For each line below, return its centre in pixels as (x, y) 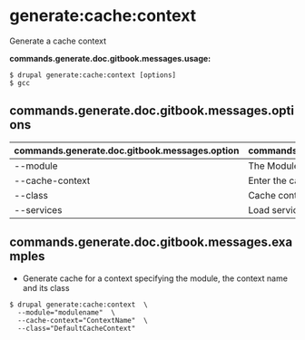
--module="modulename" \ (67, 312)
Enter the (268, 180)
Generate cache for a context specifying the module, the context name (155, 278)
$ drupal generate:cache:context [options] (93, 75)
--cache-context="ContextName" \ (83, 320)
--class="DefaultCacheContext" (77, 328)
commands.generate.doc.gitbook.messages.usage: (110, 58)
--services (38, 209)
